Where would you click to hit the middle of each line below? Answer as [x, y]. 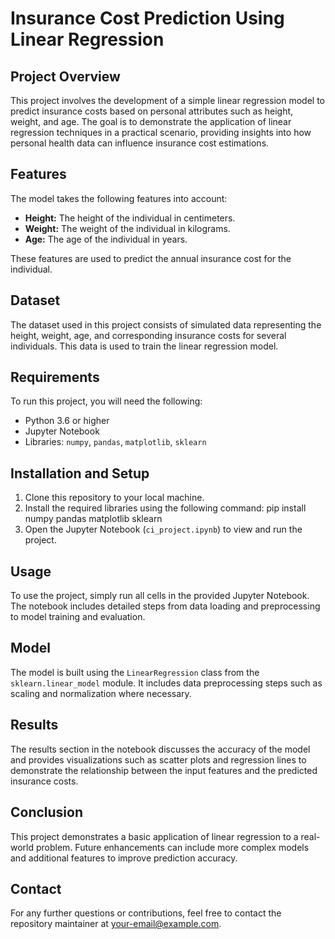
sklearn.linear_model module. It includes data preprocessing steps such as [166, 683]
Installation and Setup [80, 473]
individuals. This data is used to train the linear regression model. [144, 346]
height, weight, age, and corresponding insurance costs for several [148, 335]
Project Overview [65, 76]
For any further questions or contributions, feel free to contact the [146, 913]
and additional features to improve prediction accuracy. [124, 858]
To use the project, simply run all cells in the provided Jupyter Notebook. [160, 596]
